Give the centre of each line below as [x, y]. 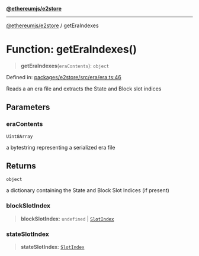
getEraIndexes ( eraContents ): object [65, 66]
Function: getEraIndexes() [72, 49]
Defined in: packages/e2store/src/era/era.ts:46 [64, 77]
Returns [21, 166]
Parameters [28, 107]
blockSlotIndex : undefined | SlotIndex [67, 219]
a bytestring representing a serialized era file [61, 147]
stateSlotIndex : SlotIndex [52, 247]
